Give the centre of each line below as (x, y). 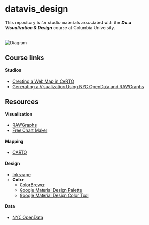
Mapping (14, 141)
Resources (22, 101)
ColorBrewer (32, 185)
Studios (13, 70)
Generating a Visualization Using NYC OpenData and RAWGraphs (78, 86)
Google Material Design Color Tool (54, 195)
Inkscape (21, 174)
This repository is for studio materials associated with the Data (68, 22)
